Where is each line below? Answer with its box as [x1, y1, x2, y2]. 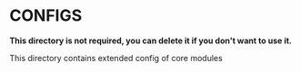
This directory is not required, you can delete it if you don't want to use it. [9, 35, 293, 46]
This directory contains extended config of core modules [9, 52, 223, 63]
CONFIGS [9, 5, 83, 26]
